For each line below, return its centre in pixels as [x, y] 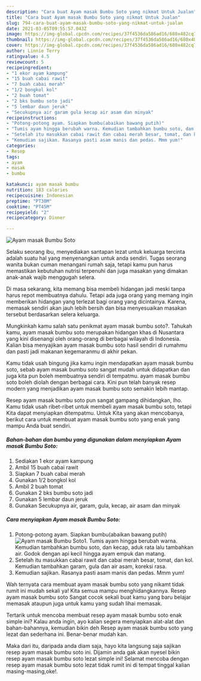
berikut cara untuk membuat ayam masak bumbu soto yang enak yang [93, 419]
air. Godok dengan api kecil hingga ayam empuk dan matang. [90, 554]
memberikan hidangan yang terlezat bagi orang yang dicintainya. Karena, [97, 302]
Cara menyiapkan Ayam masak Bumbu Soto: [63, 519]
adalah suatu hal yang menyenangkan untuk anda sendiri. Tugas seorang [96, 258]
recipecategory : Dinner [36, 218]
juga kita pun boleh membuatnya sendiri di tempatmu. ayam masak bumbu [98, 376]
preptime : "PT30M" [29, 201]
